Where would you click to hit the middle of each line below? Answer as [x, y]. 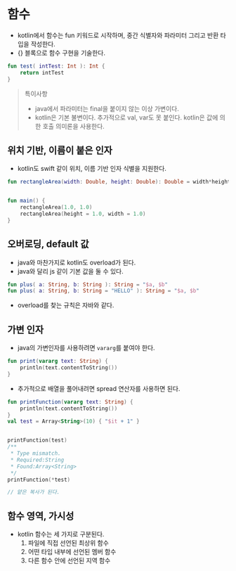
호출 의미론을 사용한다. [74, 126]
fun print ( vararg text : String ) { [58, 361]
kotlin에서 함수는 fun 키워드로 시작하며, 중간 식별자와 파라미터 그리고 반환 [118, 35]
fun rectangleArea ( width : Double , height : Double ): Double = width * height [119, 182]
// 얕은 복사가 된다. [34, 492]
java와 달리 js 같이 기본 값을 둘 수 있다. [71, 271]
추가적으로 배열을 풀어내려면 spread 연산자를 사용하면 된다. [99, 388]
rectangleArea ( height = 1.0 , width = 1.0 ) [83, 214]
